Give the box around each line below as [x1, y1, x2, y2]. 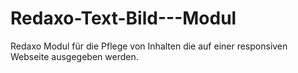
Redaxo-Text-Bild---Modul [10, 7, 237, 30]
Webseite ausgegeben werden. [10, 50, 139, 62]
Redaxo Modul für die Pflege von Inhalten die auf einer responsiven [10, 40, 288, 52]
